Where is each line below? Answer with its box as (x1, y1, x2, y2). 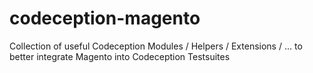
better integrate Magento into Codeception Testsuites (9, 50, 231, 62)
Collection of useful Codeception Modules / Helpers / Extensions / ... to (9, 40, 303, 52)
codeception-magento (9, 7, 201, 30)
